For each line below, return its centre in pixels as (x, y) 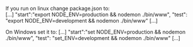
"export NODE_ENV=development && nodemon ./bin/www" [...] (82, 21)
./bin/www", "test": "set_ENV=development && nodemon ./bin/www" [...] (93, 38)
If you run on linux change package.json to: (58, 8)
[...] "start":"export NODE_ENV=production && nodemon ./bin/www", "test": (96, 15)
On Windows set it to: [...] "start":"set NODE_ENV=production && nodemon (95, 32)
